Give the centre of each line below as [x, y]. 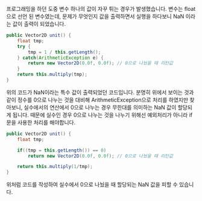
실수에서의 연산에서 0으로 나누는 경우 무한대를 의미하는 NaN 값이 [100, 107]
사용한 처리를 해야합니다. [46, 122]
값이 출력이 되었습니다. [39, 24]
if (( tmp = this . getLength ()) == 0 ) [62, 150]
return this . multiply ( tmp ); [52, 75]
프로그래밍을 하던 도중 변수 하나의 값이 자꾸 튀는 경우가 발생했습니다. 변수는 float [101, 9]
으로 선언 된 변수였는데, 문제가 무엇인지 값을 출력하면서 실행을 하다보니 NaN [95, 16]
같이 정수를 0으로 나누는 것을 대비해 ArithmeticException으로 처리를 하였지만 [97, 100]
